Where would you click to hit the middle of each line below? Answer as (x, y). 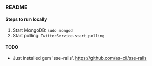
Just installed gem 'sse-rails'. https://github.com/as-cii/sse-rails (80, 58)
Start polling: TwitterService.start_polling (58, 36)
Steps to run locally (26, 19)
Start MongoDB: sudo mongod (42, 30)
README (17, 7)
